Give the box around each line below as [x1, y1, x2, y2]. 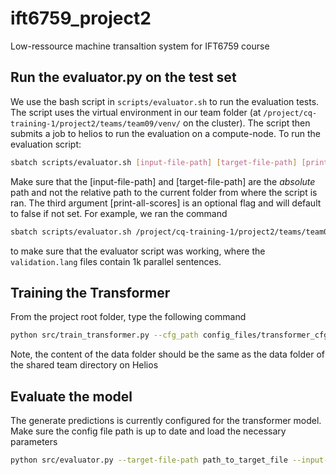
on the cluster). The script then [182, 117, 311, 129]
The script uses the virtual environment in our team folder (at [10, 106, 262, 118]
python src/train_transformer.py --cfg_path [10, 330, 199, 341]
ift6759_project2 [10, 7, 152, 30]
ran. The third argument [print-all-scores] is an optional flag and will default [10, 197, 322, 209]
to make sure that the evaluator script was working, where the [10, 245, 266, 257]
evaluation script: [10, 138, 82, 150]
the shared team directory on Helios [10, 359, 159, 371]
